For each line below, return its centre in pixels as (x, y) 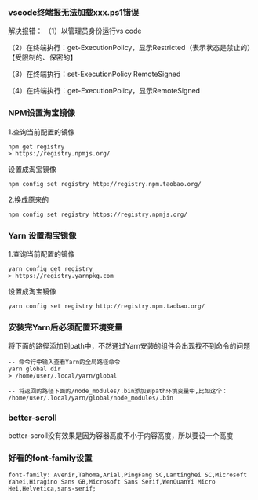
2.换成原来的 (29, 199)
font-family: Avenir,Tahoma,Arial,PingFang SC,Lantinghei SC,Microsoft (127, 475)
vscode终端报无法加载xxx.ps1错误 (74, 12)
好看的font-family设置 (50, 458)
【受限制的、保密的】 (42, 57)
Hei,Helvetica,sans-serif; (52, 488)
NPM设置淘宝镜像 (42, 113)
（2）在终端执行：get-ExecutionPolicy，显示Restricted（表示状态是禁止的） (131, 48)
